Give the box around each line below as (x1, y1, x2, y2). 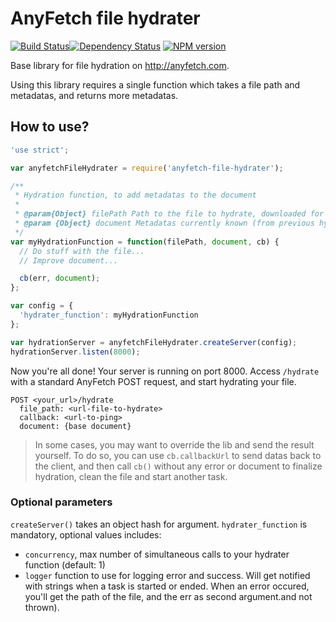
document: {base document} (19, 421, 132, 431)
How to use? (10, 118, 90, 136)
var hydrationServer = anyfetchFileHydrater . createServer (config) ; (10, 337, 298, 347)
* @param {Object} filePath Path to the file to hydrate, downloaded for (14, 209, 325, 219)
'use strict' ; (10, 145, 70, 155)
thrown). (24, 601, 60, 613)
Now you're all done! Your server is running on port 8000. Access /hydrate (10, 365, 320, 377)
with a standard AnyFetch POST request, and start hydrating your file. (10, 375, 297, 387)
